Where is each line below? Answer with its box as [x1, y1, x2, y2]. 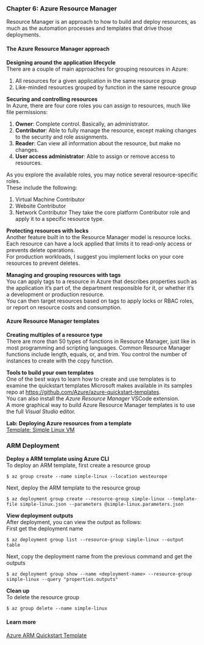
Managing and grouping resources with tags [6, 271, 121, 278]
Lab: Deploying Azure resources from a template [6, 419, 132, 427]
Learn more [6, 618, 37, 625]
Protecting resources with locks [6, 227, 89, 234]
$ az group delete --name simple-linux [6, 605, 108, 611]
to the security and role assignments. [15, 133, 108, 140]
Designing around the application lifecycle [6, 59, 116, 66]
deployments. [6, 31, 41, 38]
